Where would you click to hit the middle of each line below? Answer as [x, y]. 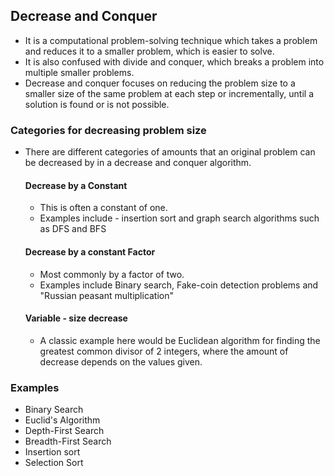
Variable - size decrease [76, 318]
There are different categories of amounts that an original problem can [170, 152]
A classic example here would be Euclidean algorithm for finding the [180, 340]
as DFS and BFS [73, 229]
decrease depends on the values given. [121, 361]
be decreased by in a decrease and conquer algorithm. [138, 163]
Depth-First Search [64, 431]
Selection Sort [54, 463]
